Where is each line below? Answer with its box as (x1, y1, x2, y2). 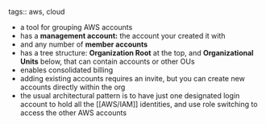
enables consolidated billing (19, 65, 114, 75)
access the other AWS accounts (19, 108, 127, 118)
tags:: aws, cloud (8, 7, 65, 16)
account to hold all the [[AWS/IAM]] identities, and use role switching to (19, 100, 258, 109)
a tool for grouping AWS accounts (19, 23, 133, 31)
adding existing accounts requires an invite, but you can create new (19, 74, 246, 83)
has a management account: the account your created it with (19, 31, 226, 40)
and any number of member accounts (19, 39, 148, 49)
